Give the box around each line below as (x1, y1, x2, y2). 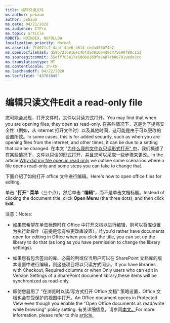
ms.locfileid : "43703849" (5, 74, 60, 79)
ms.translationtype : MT (5, 59, 56, 64)
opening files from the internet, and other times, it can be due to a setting (5, 139, 158, 145)
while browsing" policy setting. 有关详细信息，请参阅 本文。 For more (12, 306, 155, 312)
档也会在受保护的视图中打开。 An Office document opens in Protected (12, 295, 158, 301)
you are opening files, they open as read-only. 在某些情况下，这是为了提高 (5, 121, 160, 127)
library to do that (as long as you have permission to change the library (12, 239, 160, 245)
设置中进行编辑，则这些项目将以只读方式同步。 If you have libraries (17, 261, 156, 267)
